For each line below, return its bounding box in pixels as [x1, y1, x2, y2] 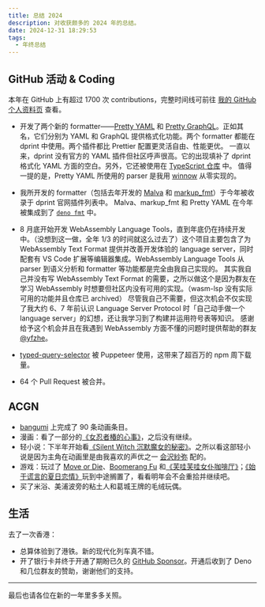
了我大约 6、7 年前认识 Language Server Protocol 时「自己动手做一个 [19, 303, 246, 313]
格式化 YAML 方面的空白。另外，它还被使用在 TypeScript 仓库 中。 [19, 161, 237, 170]
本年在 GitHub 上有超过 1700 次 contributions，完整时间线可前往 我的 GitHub [8, 94, 256, 104]
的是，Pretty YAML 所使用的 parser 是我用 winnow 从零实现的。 [33, 171, 241, 180]
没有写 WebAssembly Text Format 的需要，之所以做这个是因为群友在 [33, 274, 256, 283]
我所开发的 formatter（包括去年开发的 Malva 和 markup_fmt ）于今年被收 [19, 188, 255, 197]
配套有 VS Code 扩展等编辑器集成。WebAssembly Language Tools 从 [19, 254, 244, 264]
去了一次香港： [8, 529, 57, 539]
